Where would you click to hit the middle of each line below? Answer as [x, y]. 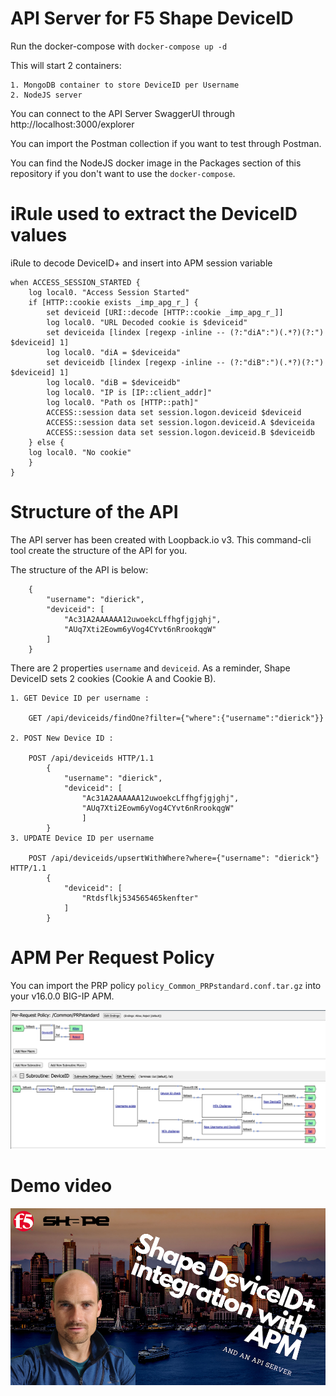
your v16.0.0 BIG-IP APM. [62, 996]
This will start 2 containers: [66, 65]
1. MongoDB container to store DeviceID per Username [125, 85]
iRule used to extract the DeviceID [154, 214]
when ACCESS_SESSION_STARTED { [75, 282]
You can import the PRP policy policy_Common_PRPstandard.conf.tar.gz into [166, 985]
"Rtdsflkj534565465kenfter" [140, 898]
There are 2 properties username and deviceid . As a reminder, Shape [150, 668]
